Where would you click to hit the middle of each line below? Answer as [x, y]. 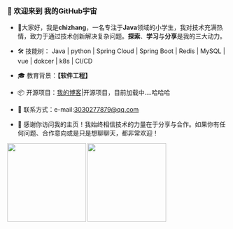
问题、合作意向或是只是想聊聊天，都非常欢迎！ [91, 133]
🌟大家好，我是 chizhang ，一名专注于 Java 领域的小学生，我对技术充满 [117, 28]
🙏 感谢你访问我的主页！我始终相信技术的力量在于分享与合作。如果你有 [118, 124]
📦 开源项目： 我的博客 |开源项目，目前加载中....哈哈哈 [93, 93]
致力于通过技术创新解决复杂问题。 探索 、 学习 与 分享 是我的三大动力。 [128, 36]
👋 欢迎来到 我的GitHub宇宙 [52, 10]
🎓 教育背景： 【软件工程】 [54, 75]
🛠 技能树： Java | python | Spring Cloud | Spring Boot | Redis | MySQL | [121, 51]
